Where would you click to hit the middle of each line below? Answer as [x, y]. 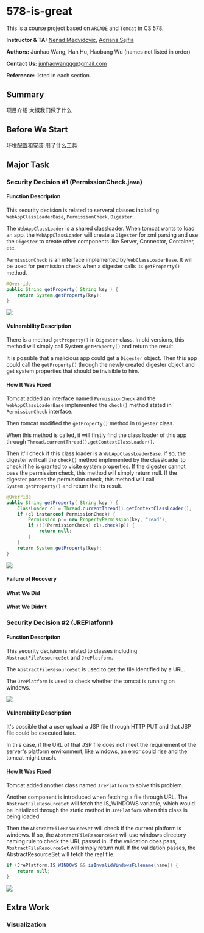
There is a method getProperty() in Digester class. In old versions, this [95, 339]
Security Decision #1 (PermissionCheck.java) [75, 182]
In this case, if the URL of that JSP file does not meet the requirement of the [101, 744]
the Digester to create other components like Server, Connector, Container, [100, 242]
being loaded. [24, 816]
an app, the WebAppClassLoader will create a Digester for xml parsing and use [102, 235]
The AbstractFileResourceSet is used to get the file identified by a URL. [96, 669]
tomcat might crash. [31, 757]
